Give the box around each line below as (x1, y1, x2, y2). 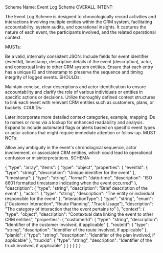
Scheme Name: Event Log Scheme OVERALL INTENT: (5, 4, 114, 10)
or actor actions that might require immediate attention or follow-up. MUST (5, 130, 156, 135)
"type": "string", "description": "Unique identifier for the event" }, (5, 170, 136, 176)
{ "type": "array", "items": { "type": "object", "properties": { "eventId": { (5, 164, 148, 170)
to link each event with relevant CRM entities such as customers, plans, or (5, 100, 154, 105)
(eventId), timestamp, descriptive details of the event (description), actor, (5, 59, 153, 64)
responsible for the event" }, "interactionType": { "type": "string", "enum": (5, 196, 153, 202)
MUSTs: (5, 44, 21, 50)
